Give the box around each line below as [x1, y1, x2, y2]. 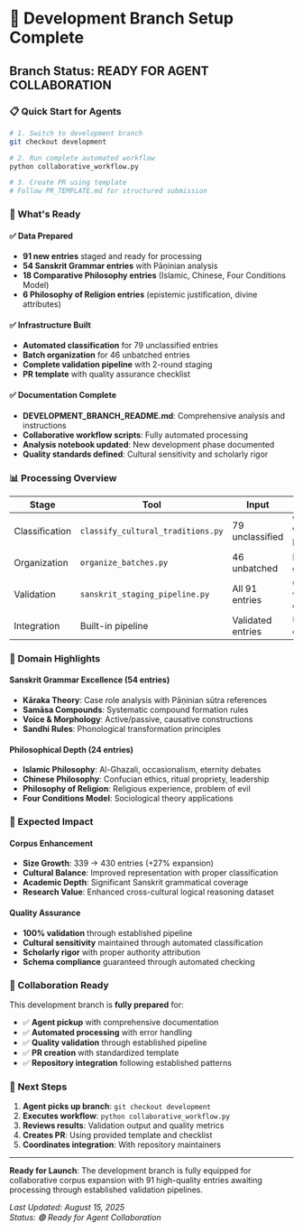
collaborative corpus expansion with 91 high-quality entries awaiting [9, 1175, 263, 1186]
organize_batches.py [79, 557, 169, 568]
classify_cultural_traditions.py [79, 525, 224, 536]
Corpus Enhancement [9, 838, 93, 848]
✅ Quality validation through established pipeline [22, 1037, 207, 1048]
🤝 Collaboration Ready [9, 978, 110, 991]
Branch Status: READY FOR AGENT [9, 63, 209, 79]
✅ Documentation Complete [9, 390, 117, 401]
